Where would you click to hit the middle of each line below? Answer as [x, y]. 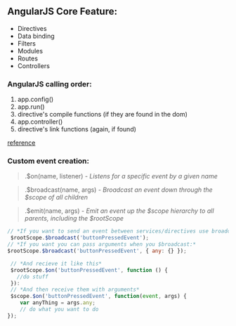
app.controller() [40, 122]
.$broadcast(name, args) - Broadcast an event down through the [118, 190]
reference [21, 143]
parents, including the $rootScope [74, 219]
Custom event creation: [48, 161]
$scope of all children [56, 197]
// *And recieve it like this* [56, 263]
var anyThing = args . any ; [58, 303]
